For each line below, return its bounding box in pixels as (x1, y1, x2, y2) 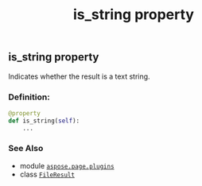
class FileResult (19, 169, 76, 179)
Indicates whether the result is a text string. (8, 72, 150, 81)
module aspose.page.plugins (19, 161, 115, 170)
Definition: (8, 91, 50, 103)
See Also (8, 143, 44, 154)
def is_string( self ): (8, 117, 80, 125)
